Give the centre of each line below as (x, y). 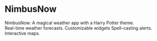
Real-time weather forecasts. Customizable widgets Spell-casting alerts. (78, 28)
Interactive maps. (22, 33)
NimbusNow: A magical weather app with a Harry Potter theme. (69, 23)
